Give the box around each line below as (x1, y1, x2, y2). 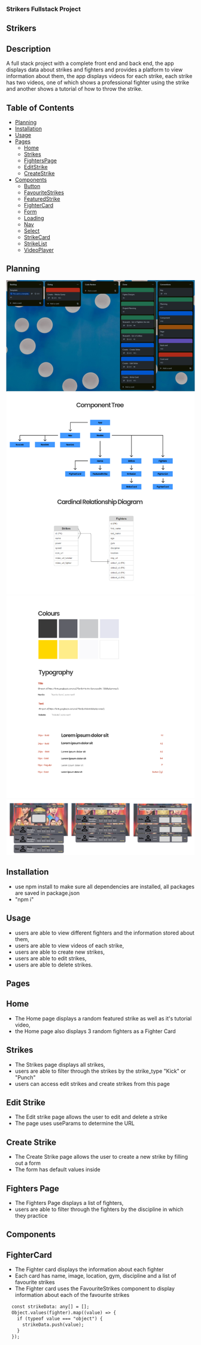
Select (23, 227, 40, 234)
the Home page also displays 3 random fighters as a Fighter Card (14, 1027, 176, 1035)
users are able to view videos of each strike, (14, 942, 124, 949)
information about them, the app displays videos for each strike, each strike (6, 73, 193, 80)
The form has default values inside (14, 1166, 100, 1173)
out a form (14, 1159, 41, 1167)
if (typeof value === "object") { (17, 1316, 103, 1322)
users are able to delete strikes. (14, 961, 93, 968)
